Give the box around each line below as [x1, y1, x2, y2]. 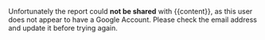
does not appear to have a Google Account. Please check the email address [8, 15, 257, 24]
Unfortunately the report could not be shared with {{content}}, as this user [8, 7, 253, 16]
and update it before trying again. [8, 24, 118, 32]
